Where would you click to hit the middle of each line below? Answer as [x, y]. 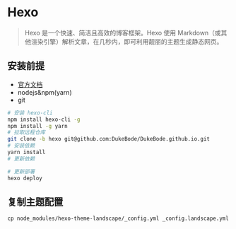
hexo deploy [25, 178]
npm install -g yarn [38, 126]
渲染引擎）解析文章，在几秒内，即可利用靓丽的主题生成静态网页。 [127, 41]
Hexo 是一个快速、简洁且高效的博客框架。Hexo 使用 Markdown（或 [123, 33]
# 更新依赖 [21, 159]
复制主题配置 [35, 202]
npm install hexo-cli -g [44, 119]
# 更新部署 [21, 171]
